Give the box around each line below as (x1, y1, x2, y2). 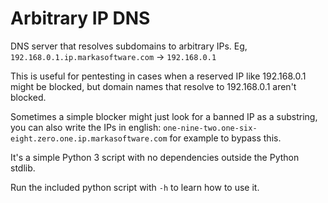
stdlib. (10, 162, 36, 174)
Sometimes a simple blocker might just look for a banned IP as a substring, (10, 110, 318, 122)
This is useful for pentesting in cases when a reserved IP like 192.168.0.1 (10, 70, 307, 82)
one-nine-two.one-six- (163, 123, 258, 133)
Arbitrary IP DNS (10, 7, 151, 30)
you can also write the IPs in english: (10, 121, 162, 133)
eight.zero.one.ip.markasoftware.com (10, 133, 168, 144)
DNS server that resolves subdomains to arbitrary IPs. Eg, (10, 40, 248, 52)
